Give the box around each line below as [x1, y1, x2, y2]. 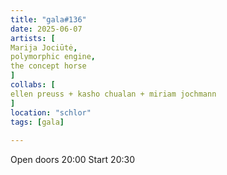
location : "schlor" [10, 107, 92, 118]
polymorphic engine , [10, 52, 97, 62]
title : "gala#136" [10, 14, 87, 25]
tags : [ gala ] [10, 117, 65, 127]
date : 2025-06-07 [10, 24, 83, 34]
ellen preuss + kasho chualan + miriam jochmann [10, 89, 217, 99]
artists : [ [10, 33, 56, 43]
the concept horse [10, 61, 87, 71]
